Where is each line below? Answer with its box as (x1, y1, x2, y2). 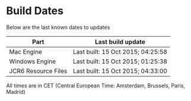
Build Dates (6, 4, 64, 18)
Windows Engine (9, 57, 56, 66)
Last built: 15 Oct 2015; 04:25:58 (73, 47, 168, 56)
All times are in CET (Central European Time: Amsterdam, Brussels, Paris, (6, 82, 186, 89)
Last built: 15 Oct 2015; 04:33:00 (73, 67, 168, 75)
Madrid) (6, 88, 26, 95)
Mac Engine (9, 47, 43, 56)
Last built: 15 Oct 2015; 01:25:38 (73, 57, 168, 66)
